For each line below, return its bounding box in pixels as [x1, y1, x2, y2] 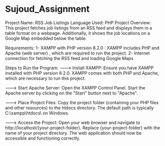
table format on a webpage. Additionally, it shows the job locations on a [5, 30, 150, 36]
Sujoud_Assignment [5, 3, 90, 15]
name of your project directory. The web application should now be [5, 130, 142, 136]
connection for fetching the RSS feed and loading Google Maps [5, 55, 134, 61]
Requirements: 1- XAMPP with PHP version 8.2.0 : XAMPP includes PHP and [5, 45, 160, 51]
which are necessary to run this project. [5, 75, 86, 81]
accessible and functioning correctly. [5, 135, 80, 141]
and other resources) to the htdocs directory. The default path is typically [5, 105, 154, 111]
